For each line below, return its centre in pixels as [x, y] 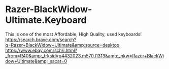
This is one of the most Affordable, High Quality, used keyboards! [74, 34]
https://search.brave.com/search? [41, 40]
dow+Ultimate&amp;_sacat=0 [36, 61]
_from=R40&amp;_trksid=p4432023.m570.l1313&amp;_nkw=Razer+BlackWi [84, 56]
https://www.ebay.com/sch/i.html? [41, 50]
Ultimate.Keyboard [46, 20]
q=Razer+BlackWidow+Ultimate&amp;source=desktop [62, 45]
